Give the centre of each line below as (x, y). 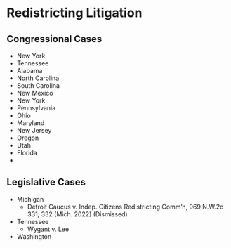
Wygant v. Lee (48, 229)
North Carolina (38, 78)
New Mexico (35, 93)
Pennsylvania (36, 108)
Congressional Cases (54, 39)
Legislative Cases (46, 182)
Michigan (30, 199)
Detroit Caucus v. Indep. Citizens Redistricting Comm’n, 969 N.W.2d (125, 207)
